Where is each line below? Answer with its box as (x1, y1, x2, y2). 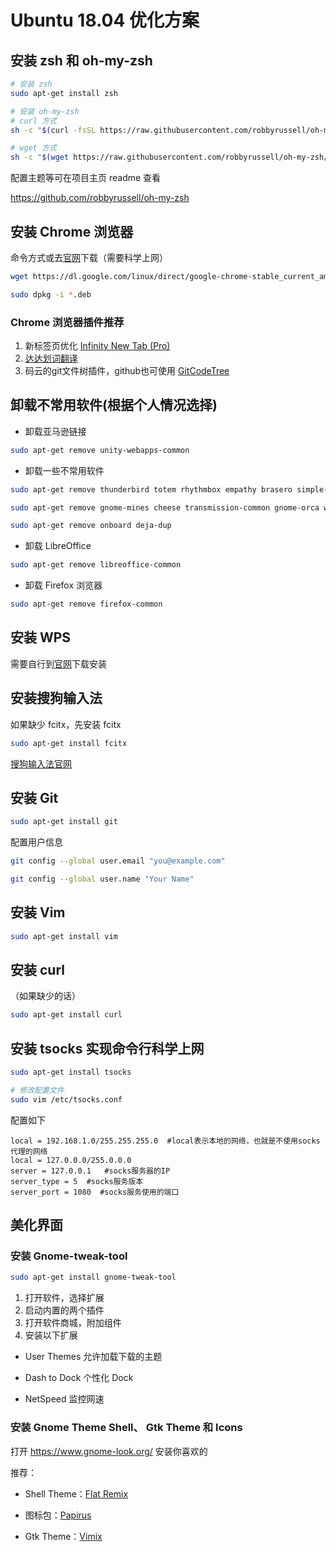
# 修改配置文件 (10, 1086, 65, 1096)
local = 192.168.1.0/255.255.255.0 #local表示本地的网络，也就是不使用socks (10, 1136, 321, 1146)
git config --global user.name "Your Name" (10, 874, 195, 885)
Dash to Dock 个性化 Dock (24, 1372, 134, 1384)
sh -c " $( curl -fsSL (10, 125, 97, 135)
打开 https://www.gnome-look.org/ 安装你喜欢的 (10, 1445, 208, 1457)
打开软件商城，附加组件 (24, 1317, 122, 1329)
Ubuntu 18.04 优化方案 (10, 9, 200, 32)
